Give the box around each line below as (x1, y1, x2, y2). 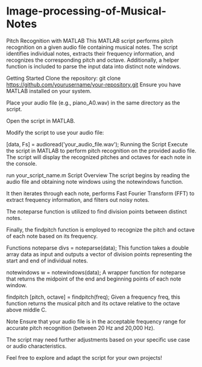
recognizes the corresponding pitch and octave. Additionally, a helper (6, 56, 180, 63)
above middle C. (6, 306, 47, 313)
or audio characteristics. (6, 342, 67, 349)
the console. (6, 160, 37, 167)
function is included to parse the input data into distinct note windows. (6, 62, 181, 70)
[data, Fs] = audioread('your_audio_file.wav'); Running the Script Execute (6, 140, 188, 148)
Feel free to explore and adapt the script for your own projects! (6, 354, 162, 361)
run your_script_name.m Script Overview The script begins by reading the (6, 171, 190, 179)
